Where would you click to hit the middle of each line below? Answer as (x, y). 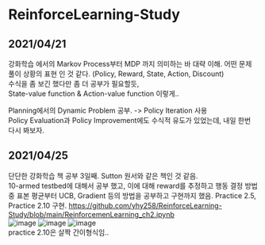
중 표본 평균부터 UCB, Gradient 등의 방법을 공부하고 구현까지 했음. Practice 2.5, (132, 195)
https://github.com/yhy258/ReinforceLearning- (145, 205)
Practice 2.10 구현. (38, 205)
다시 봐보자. (27, 130)
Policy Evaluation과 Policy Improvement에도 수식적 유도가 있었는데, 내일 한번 (130, 120)
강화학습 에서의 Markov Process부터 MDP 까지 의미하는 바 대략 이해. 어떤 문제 (130, 64)
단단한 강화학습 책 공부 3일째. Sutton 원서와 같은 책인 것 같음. (103, 175)
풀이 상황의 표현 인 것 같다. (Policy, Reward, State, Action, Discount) (116, 74)
